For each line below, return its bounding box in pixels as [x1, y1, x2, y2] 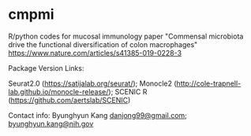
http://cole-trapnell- [176, 79, 242, 88]
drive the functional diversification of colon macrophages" [8, 39, 198, 49]
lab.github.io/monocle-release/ [8, 86, 109, 96]
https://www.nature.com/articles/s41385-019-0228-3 [8, 48, 182, 57]
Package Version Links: [8, 63, 84, 72]
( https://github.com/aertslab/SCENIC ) [8, 95, 131, 105]
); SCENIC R [108, 86, 148, 96]
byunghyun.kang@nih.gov [8, 119, 94, 128]
